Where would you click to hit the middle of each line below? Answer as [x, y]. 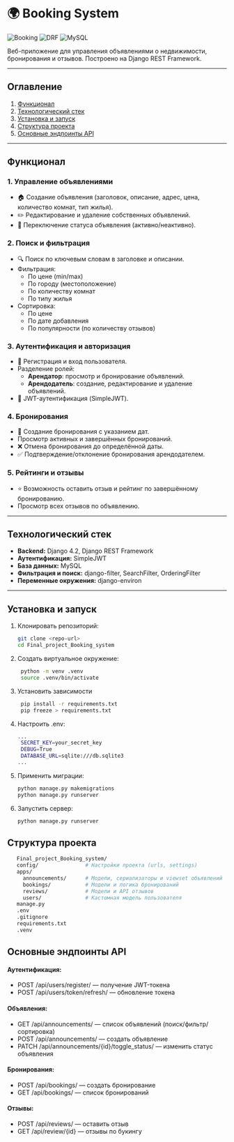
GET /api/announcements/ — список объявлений [89, 1024]
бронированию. [41, 498]
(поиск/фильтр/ [186, 1024]
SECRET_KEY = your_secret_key [61, 743]
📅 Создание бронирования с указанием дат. [83, 432]
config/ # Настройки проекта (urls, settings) [107, 865]
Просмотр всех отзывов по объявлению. [78, 505]
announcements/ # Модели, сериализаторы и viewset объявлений [123, 878]
